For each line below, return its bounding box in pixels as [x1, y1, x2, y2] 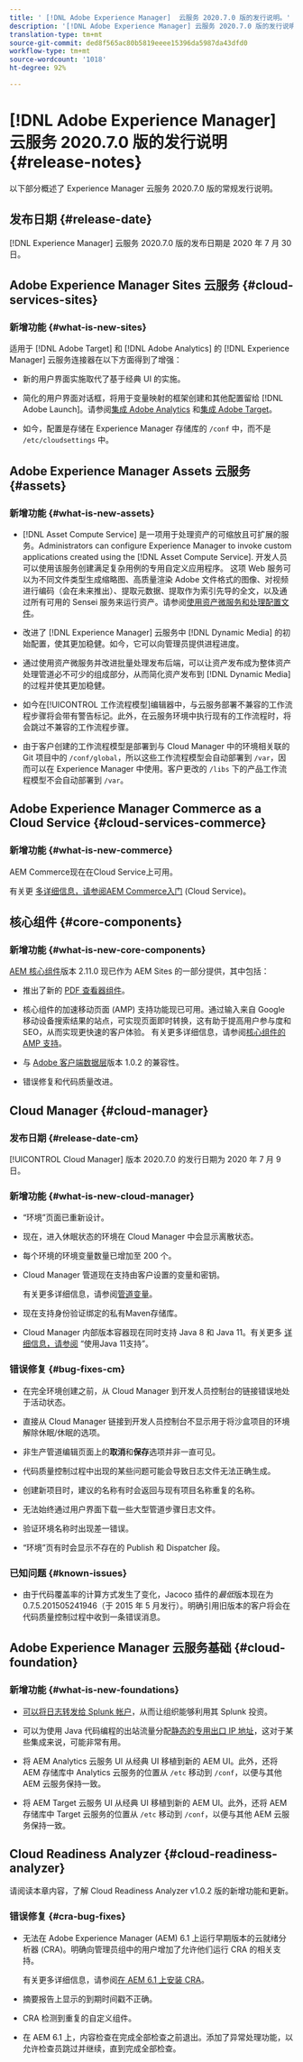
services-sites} [9, 292, 98, 307]
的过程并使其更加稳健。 [22, 680, 110, 691]
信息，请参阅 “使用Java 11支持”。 [30, 1338, 153, 1349]
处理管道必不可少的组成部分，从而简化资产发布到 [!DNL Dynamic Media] [22, 669, 291, 679]
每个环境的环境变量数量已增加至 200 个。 [22, 1251, 177, 1261]
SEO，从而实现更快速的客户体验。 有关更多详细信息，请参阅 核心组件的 [22, 1027, 286, 1038]
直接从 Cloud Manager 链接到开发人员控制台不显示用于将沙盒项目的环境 [22, 1416, 290, 1426]
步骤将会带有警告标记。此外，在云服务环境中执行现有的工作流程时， [30, 710, 284, 721]
